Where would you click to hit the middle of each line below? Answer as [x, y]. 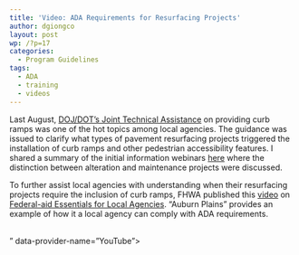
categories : [32, 52]
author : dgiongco [42, 26]
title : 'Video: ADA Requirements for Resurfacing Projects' [125, 18]
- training [38, 85]
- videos [34, 93]
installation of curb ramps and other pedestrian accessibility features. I [141, 148]
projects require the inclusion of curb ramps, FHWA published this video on [150, 194]
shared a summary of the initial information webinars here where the [137, 157]
